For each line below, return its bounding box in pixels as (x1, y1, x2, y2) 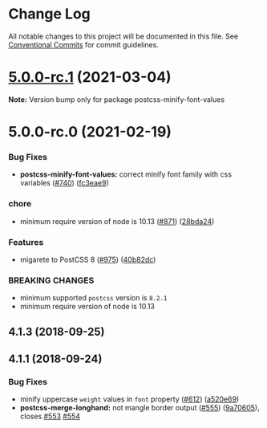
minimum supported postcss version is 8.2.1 (19, 293, 168, 303)
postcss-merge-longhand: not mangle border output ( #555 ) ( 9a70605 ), (19, 403, 260, 413)
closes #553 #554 (19, 411, 81, 422)
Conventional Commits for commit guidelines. (8, 39, 159, 49)
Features (8, 236, 44, 247)
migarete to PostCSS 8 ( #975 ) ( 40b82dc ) (19, 255, 156, 264)
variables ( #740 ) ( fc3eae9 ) (19, 178, 110, 188)
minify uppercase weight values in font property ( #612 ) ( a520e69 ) (19, 394, 240, 404)
